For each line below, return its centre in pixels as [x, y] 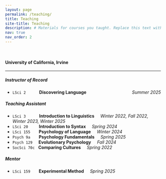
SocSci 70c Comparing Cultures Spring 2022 [62, 147]
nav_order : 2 [19, 37]
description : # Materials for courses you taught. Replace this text [78, 28]
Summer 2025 [146, 92]
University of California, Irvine [37, 63]
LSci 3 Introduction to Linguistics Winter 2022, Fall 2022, [80, 116]
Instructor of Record [26, 80]
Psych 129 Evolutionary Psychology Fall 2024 [64, 142]
